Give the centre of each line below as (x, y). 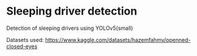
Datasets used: (25, 40)
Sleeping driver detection (72, 11)
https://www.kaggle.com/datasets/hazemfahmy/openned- (118, 40)
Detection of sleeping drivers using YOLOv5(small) (70, 28)
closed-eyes (22, 46)
